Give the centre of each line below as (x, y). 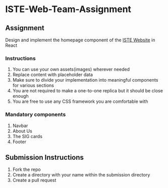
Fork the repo (27, 169)
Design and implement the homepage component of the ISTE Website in (80, 40)
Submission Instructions (45, 157)
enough (20, 96)
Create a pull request (34, 180)
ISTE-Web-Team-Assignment (68, 9)
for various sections (33, 85)
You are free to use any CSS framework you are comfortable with (80, 101)
